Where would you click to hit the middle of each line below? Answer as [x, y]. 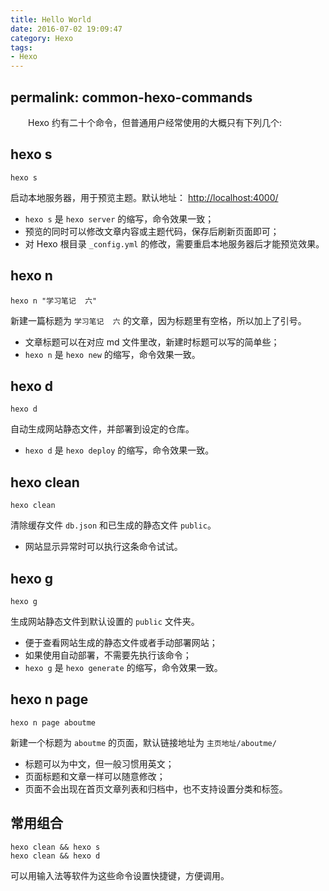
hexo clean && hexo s [55, 847]
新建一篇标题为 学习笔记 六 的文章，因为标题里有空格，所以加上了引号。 [158, 320]
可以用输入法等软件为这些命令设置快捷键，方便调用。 [120, 875]
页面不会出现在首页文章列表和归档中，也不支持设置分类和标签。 [156, 788]
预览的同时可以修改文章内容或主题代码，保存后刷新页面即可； [152, 231]
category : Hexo [42, 38]
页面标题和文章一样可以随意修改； [95, 776]
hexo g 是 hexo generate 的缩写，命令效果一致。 [123, 667]
